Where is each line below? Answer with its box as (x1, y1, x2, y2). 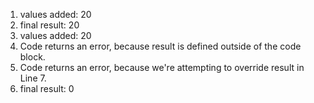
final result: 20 (19, 19, 80, 31)
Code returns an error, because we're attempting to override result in (19, 62, 305, 73)
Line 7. (19, 72, 47, 84)
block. (19, 51, 46, 63)
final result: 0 (19, 83, 75, 94)
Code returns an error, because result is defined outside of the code (19, 40, 302, 52)
